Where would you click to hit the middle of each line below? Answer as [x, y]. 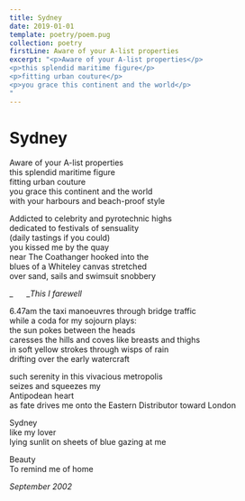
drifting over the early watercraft [70, 359]
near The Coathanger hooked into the [79, 257]
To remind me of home [51, 469]
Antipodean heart [42, 396]
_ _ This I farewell [46, 293]
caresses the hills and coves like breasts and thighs [105, 340]
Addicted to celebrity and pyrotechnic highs [91, 218]
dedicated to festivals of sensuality [74, 228]
